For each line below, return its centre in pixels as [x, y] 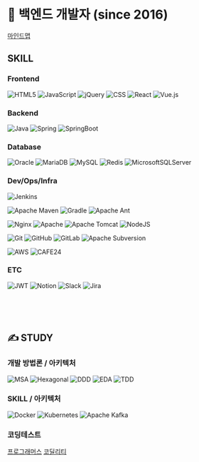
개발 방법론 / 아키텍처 [42, 363]
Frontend [23, 79]
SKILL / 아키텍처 [34, 399]
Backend [23, 113]
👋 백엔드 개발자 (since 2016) [88, 15]
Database [24, 147]
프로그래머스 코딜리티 [37, 452]
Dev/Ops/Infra [33, 181]
